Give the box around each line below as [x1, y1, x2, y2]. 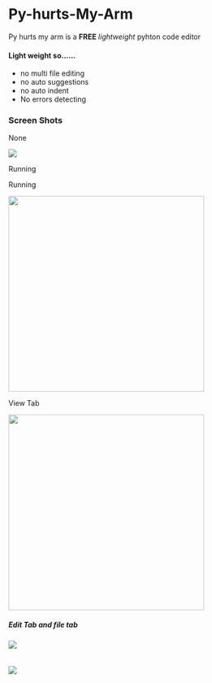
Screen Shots [8, 115, 63, 126]
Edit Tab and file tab [8, 620, 79, 630]
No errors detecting [19, 94, 87, 104]
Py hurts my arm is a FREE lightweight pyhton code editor [8, 32, 201, 41]
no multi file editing [19, 68, 85, 78]
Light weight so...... [8, 50, 76, 60]
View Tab [8, 398, 40, 408]
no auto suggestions [19, 77, 89, 87]
